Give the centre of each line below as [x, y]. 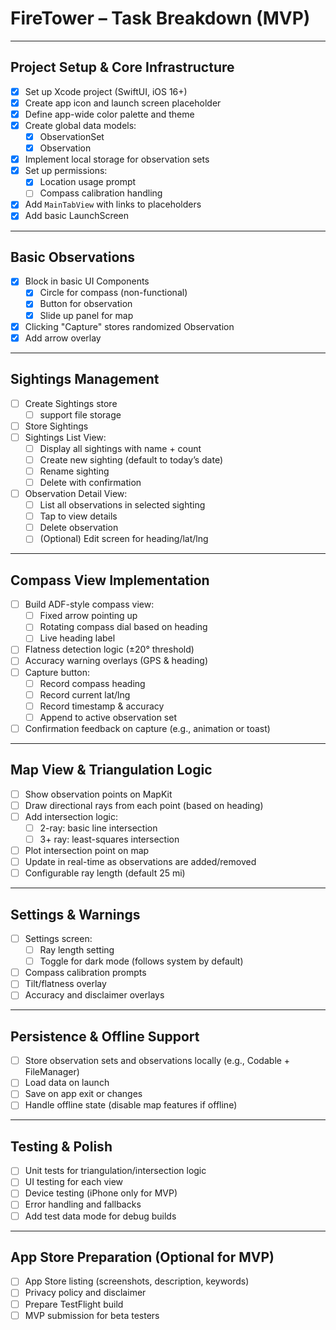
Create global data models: [80, 125]
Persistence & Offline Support [105, 1036]
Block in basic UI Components [87, 281]
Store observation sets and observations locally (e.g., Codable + [157, 1061]
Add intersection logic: [71, 816]
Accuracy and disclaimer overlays [94, 995]
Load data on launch [67, 1083]
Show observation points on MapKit [98, 794]
